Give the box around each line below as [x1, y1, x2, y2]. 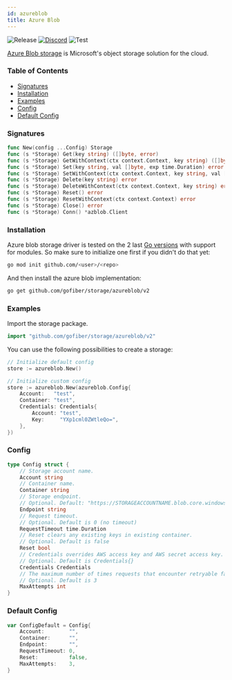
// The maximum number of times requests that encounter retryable [19, 570, 217, 578]
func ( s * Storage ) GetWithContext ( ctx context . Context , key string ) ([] [7, 157, 221, 164]
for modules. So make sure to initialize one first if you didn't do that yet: [7, 248, 211, 257]
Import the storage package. [7, 320, 88, 328]
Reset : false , [19, 654, 88, 661]
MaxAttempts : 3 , [19, 660, 76, 668]
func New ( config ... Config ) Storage [7, 145, 113, 151]
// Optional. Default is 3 [19, 577, 97, 584]
